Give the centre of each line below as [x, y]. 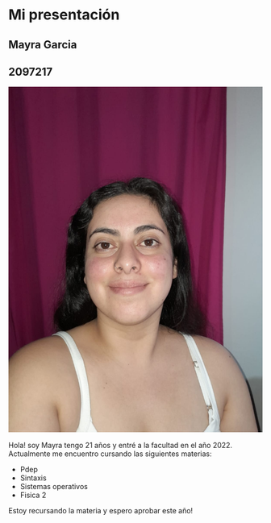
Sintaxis [33, 478]
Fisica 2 [33, 495]
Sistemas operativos [54, 486]
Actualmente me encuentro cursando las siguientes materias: [110, 454]
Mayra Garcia [43, 45]
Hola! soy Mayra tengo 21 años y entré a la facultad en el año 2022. [120, 445]
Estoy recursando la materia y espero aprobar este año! [101, 510]
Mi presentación [64, 15]
